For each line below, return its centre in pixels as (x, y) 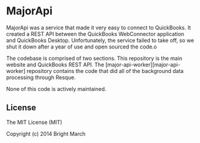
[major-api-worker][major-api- (143, 65)
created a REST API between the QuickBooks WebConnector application (95, 34)
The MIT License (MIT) (34, 122)
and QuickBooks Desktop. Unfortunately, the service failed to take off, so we (100, 40)
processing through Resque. (41, 77)
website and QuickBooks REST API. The (55, 65)
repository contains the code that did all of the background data (105, 71)
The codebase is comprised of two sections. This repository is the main (94, 58)
